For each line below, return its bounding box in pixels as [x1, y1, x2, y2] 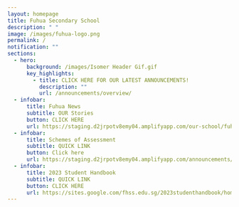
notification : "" [7, 43, 59, 51]
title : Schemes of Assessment [26, 136, 116, 143]
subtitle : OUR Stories [26, 110, 94, 117]
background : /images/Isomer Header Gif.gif [26, 63, 158, 70]
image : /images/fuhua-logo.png [7, 30, 100, 38]
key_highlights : [26, 70, 75, 77]
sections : [7, 51, 37, 58]
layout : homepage [7, 10, 59, 18]
